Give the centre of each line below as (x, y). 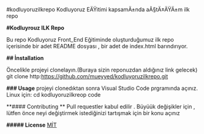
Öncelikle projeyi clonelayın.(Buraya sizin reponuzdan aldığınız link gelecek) (102, 70)
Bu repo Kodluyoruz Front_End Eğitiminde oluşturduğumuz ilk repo (90, 39)
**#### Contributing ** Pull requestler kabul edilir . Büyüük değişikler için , (101, 106)
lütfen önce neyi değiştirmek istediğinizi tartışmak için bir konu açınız (93, 113)
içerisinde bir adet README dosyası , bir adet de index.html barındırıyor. (97, 46)
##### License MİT (32, 125)
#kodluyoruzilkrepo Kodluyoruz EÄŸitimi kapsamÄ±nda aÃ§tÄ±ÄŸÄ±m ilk (98, 9)
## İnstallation (25, 58)
